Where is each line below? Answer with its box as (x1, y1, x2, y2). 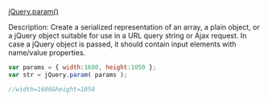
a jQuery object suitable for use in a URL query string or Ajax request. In (8, 31, 247, 40)
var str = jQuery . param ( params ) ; (8, 71, 128, 79)
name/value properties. (8, 48, 86, 57)
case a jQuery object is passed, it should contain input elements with (8, 39, 237, 49)
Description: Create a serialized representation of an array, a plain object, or (8, 22, 260, 31)
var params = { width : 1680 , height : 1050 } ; (8, 63, 157, 71)
